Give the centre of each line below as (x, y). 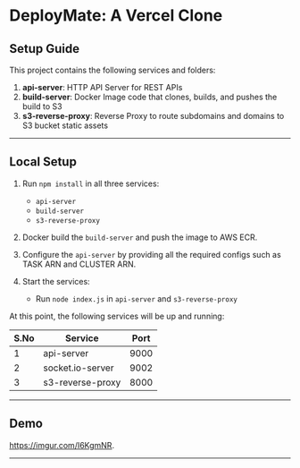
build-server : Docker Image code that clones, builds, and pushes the (150, 97)
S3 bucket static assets (65, 125)
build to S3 (42, 106)
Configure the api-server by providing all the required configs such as (151, 254)
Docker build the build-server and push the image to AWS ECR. (140, 237)
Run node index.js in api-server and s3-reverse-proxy (137, 298)
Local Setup (43, 162)
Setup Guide (45, 49)
